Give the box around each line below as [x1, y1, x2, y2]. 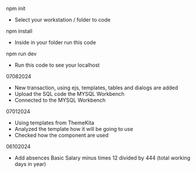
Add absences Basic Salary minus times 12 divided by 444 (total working [14, 154, 191, 161]
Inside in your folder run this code [14, 39, 97, 46]
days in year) [14, 161, 46, 167]
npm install [6, 27, 33, 34]
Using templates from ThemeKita [14, 119, 95, 126]
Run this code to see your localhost [14, 61, 100, 68]
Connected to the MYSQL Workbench [14, 96, 106, 103]
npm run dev [6, 50, 37, 57]
